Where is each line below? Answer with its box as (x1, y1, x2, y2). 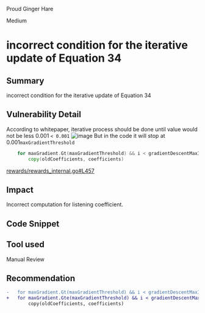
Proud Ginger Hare (6, 5, 54, 12)
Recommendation (6, 273, 75, 283)
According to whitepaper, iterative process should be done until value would (6, 125, 198, 133)
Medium (6, 17, 27, 24)
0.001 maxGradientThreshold (6, 139, 75, 146)
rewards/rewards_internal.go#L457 (6, 167, 95, 174)
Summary (6, 76, 45, 86)
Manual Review (6, 256, 45, 263)
